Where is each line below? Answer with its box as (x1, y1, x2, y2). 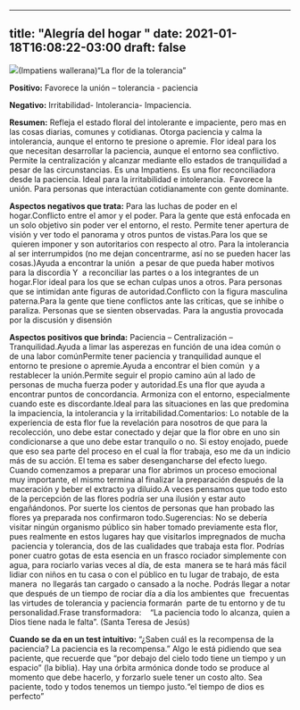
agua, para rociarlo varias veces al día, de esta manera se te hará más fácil (9, 559, 287, 570)
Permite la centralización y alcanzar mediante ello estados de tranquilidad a (9, 155, 287, 165)
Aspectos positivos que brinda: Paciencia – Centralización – (9, 331, 234, 342)
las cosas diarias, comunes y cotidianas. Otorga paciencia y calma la (9, 126, 262, 137)
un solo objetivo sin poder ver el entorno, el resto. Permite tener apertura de (9, 220, 289, 230)
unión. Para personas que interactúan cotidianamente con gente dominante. (9, 183, 289, 194)
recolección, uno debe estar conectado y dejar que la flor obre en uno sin (9, 426, 280, 438)
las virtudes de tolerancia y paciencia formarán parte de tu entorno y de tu (9, 597, 286, 608)
